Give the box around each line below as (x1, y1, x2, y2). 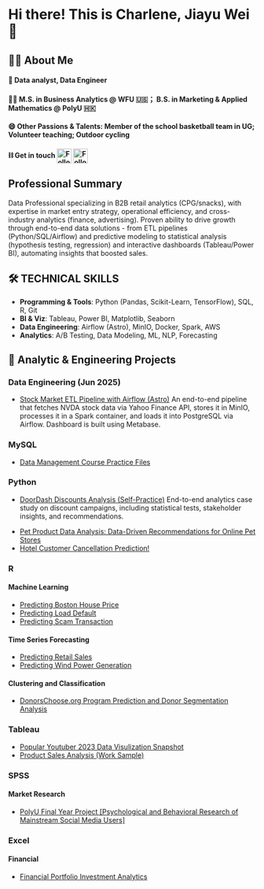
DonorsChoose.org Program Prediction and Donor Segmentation (19, 696, 229, 706)
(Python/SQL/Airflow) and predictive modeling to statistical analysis (8, 231, 227, 241)
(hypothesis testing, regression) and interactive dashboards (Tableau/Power (8, 240, 255, 249)
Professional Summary (8, 177, 123, 190)
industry (8, 215, 35, 224)
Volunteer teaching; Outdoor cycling (8, 130, 130, 139)
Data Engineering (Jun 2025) (8, 376, 121, 387)
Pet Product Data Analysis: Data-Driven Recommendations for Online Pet (19, 526, 256, 536)
